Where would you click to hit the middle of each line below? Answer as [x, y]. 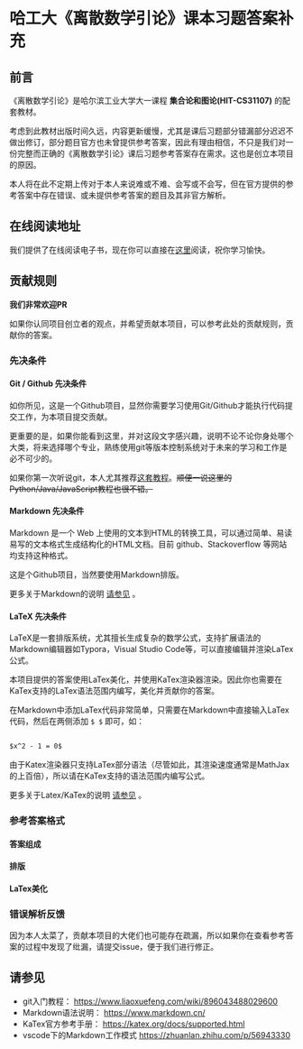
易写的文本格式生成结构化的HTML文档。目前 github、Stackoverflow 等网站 [148, 544]
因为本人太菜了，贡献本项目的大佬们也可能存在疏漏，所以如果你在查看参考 [147, 935]
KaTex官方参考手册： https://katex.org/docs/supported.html [133, 1024]
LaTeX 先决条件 [38, 616]
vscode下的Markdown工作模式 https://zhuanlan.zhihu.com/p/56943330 [156, 1035]
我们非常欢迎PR [38, 304]
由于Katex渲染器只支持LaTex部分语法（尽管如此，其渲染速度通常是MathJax [150, 765]
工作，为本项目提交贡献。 [64, 417]
